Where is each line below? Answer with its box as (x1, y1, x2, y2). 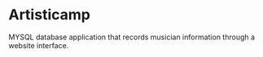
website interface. (8, 40, 69, 50)
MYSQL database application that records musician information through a (8, 32, 255, 42)
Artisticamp (8, 6, 91, 24)
